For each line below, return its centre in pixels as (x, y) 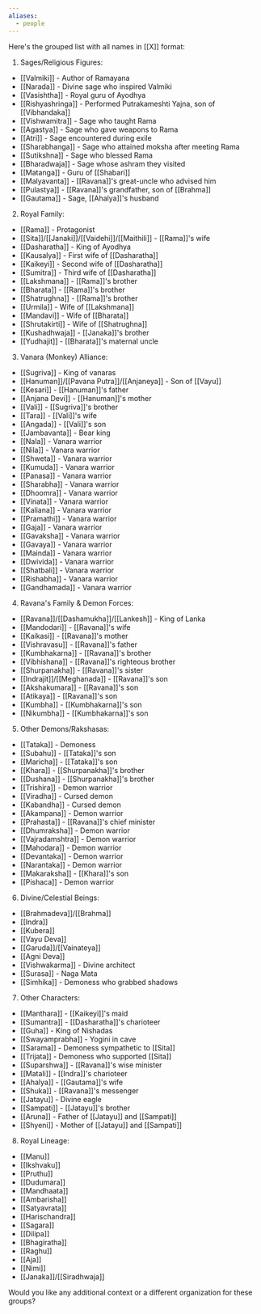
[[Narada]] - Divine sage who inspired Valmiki (96, 87)
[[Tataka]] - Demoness (58, 744)
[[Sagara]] (37, 1225)
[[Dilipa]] (35, 1233)
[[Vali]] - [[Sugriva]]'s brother (69, 407)
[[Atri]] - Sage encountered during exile (86, 137)
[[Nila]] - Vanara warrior (60, 450)
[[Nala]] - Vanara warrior (61, 441)
